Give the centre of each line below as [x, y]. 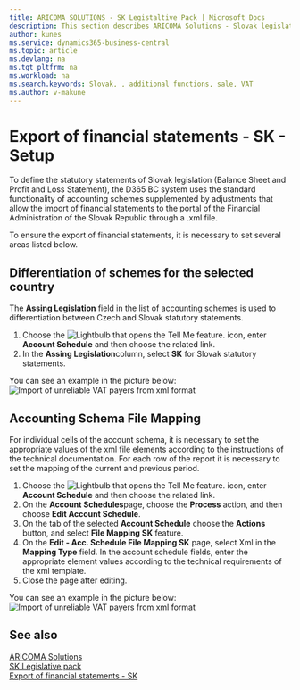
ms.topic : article [43, 51]
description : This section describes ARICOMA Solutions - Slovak [133, 26]
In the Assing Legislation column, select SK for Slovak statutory [139, 354]
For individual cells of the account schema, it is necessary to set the [134, 440]
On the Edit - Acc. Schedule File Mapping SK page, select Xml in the [149, 543]
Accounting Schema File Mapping [105, 418]
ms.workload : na [39, 76]
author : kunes [36, 34]
